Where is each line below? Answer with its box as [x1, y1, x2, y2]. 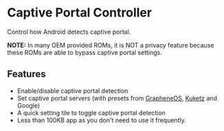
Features [7, 68, 46, 80]
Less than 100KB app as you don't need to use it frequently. [16, 116, 187, 124]
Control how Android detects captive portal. [7, 28, 131, 36]
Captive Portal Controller [7, 5, 153, 21]
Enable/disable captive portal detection [16, 86, 128, 94]
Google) [16, 101, 41, 110]
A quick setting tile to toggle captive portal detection [16, 108, 166, 117]
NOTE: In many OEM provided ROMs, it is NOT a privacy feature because [7, 41, 214, 49]
